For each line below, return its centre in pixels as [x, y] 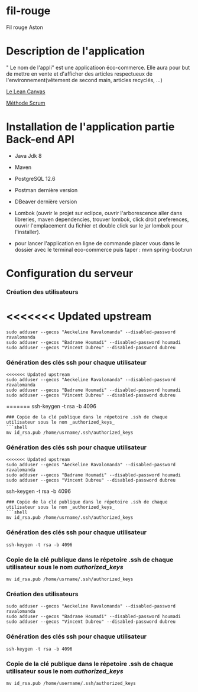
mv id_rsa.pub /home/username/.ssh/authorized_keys [71, 683]
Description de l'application [76, 51]
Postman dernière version [46, 190]
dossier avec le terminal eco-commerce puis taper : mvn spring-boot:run [103, 249]
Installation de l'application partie [90, 127]
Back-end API [40, 139]
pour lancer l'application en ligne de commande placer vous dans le [97, 243]
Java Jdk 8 [28, 155]
